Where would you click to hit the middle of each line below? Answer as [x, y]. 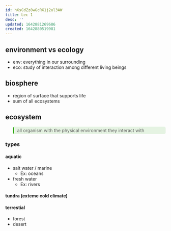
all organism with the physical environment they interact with [81, 130]
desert [20, 224]
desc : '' [15, 19]
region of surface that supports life [49, 95]
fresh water [25, 178]
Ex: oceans [32, 173]
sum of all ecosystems [36, 101]
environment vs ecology [45, 50]
